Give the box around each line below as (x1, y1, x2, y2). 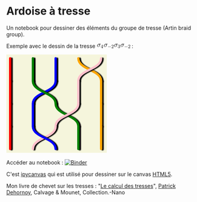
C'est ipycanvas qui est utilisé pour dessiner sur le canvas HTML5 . (6, 171, 173, 178)
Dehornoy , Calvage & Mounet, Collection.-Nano (6, 189, 125, 196)
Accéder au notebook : (6, 158, 64, 166)
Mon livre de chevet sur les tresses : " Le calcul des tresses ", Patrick (6, 182, 176, 189)
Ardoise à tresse (6, 4, 91, 18)
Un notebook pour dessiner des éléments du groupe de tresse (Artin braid (6, 24, 192, 31)
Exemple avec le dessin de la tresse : (6, 42, 133, 50)
